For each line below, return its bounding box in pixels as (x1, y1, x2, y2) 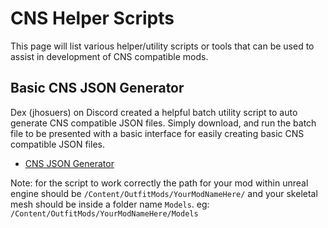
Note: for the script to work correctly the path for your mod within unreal (10, 177, 309, 189)
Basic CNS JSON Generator (10, 80, 185, 97)
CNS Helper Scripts (10, 7, 175, 30)
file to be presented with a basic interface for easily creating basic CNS (10, 127, 305, 139)
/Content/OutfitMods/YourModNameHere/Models (10, 208, 199, 219)
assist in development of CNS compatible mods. (10, 50, 209, 62)
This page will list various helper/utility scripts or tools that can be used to (10, 40, 315, 52)
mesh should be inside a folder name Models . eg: (10, 198, 210, 210)
